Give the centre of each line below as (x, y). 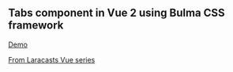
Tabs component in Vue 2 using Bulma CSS (116, 13)
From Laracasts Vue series (52, 59)
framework (36, 26)
